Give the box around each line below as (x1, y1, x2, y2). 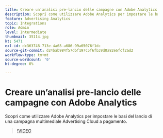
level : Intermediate (5, 30, 47, 35)
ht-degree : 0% (5, 61, 34, 66)
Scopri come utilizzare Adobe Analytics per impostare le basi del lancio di (5, 113, 152, 119)
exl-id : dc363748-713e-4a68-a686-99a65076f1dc (5, 43, 101, 48)
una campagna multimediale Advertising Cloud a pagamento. (5, 118, 127, 124)
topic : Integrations (5, 20, 47, 26)
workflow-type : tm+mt (5, 52, 49, 58)
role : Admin (5, 25, 29, 30)
